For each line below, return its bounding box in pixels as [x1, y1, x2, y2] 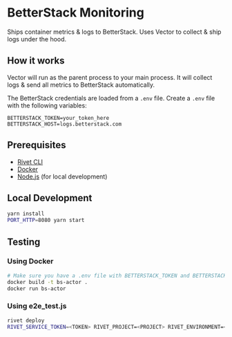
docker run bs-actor [7, 285, 67, 292]
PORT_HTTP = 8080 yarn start [7, 217, 85, 224]
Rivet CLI [17, 157, 43, 166]
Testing [7, 236, 41, 247]
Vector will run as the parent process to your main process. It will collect [7, 73, 213, 81]
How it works [7, 55, 65, 67]
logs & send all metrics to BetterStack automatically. [7, 81, 155, 89]
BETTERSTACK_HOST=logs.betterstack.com [7, 121, 122, 127]
